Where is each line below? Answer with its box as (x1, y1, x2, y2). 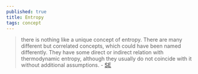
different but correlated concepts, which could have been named (20, 42, 181, 50)
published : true (6, 8, 47, 15)
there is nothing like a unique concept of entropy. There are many (20, 36, 182, 44)
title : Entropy (6, 14, 44, 20)
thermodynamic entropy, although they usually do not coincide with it (20, 55, 192, 63)
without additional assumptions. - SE (20, 61, 112, 69)
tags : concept (6, 20, 42, 26)
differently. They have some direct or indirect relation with (20, 49, 164, 56)
